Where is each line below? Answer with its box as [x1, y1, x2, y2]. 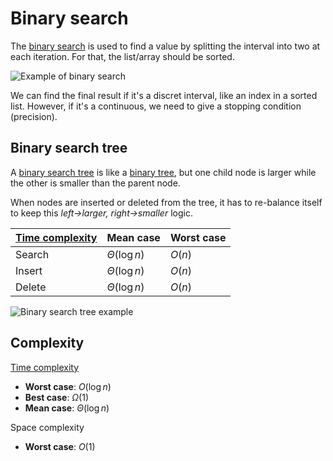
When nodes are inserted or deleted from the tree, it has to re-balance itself [10, 196, 323, 208]
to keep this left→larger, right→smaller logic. [10, 207, 193, 219]
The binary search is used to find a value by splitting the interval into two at [10, 40, 321, 52]
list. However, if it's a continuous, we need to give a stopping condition [10, 100, 302, 112]
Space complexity [10, 421, 85, 433]
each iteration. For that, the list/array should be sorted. [10, 50, 235, 62]
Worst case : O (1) [24, 440, 96, 452]
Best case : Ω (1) [24, 391, 89, 403]
